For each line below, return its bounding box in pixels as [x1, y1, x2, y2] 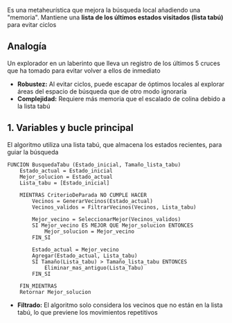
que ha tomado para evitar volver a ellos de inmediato [7, 66, 161, 75]
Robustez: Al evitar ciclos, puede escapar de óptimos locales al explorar [17, 80, 225, 88]
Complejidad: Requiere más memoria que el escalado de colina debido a [17, 94, 226, 103]
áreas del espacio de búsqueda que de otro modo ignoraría [17, 87, 187, 96]
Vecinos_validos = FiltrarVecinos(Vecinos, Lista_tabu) [32, 204, 197, 211]
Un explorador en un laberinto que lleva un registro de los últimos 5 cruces [7, 59, 220, 67]
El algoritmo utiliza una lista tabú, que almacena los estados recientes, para [7, 140, 222, 148]
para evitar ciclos [7, 21, 57, 28]
